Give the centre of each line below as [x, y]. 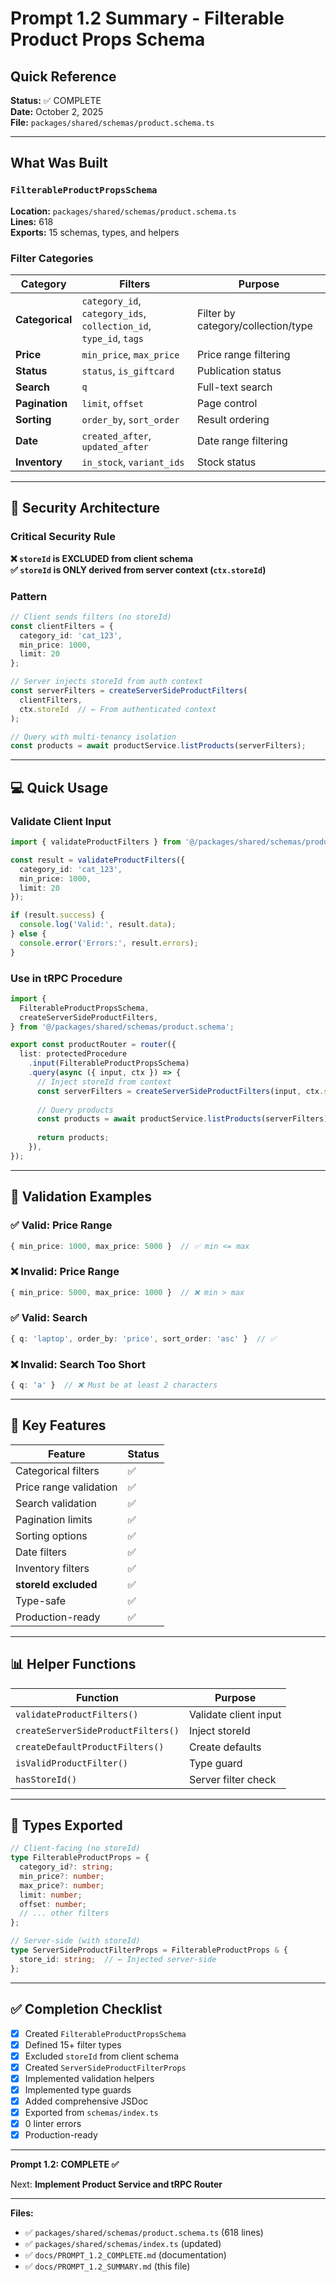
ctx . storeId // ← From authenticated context [118, 709]
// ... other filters [64, 1913]
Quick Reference [63, 76]
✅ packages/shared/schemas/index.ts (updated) [123, 2244]
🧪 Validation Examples [81, 1197]
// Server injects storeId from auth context [106, 682]
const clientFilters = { [62, 626]
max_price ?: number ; [62, 1885]
